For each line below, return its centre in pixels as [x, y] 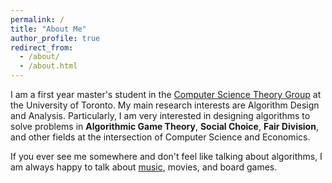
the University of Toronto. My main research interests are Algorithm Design [165, 105]
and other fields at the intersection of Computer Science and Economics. [160, 137]
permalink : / [37, 19]
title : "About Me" [48, 29]
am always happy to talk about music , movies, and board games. [144, 167]
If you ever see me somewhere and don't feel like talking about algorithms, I [166, 156]
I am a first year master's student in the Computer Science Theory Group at [166, 94]
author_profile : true [55, 38]
